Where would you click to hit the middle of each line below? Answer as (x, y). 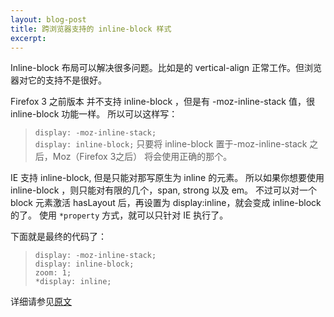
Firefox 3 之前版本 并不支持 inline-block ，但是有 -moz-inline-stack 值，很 (162, 102)
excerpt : (28, 38)
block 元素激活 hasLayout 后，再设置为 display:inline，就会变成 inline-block (166, 203)
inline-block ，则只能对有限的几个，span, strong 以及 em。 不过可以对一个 (163, 190)
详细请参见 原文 (41, 302)
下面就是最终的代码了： (58, 237)
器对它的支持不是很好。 (58, 80)
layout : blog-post (48, 19)
